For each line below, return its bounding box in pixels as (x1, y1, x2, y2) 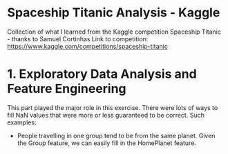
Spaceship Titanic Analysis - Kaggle (7, 5, 220, 21)
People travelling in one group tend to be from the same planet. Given (17, 131, 216, 140)
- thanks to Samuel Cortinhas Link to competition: (7, 34, 149, 43)
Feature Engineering (7, 81, 126, 97)
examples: (7, 118, 37, 126)
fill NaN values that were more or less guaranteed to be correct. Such (7, 111, 205, 119)
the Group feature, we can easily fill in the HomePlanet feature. (17, 139, 197, 147)
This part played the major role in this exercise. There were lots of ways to (7, 103, 218, 111)
